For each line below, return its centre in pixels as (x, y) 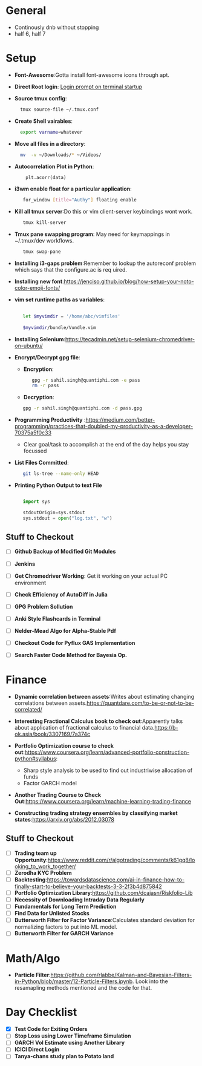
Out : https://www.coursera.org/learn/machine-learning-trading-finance (103, 801)
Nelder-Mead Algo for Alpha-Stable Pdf (65, 630)
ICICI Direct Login (37, 1050)
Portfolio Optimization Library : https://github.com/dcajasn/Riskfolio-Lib (103, 892)
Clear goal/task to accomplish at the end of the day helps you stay (106, 445)
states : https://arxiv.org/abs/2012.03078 (64, 819)
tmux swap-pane (42, 252)
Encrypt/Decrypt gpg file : (47, 357)
